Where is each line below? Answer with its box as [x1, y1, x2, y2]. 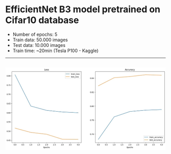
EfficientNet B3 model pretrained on [5, 4, 161, 15]
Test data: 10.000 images [12, 42, 66, 48]
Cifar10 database [5, 14, 79, 26]
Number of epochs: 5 [12, 31, 58, 37]
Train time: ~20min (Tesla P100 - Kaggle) [12, 47, 99, 54]
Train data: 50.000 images [12, 37, 68, 43]
